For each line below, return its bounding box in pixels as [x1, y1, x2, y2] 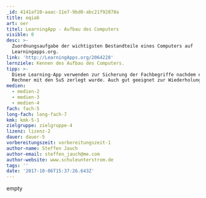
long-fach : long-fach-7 [6, 111, 67, 117]
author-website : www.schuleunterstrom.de [6, 156, 114, 163]
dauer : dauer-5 [6, 134, 45, 141]
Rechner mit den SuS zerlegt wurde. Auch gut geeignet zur [12, 77, 166, 83]
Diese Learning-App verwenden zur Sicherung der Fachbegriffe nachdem [12, 71, 196, 78]
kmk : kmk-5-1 [6, 117, 40, 123]
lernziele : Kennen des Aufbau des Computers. [6, 60, 124, 66]
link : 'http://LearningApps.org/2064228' [6, 54, 114, 61]
